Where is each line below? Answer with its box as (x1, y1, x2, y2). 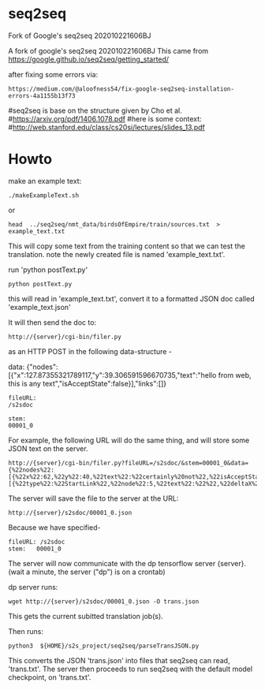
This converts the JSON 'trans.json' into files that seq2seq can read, (8, 655, 230, 665)
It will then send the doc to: (8, 317, 97, 327)
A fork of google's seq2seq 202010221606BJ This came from (8, 46, 209, 55)
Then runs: (8, 626, 43, 636)
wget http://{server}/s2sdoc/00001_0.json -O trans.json (8, 597, 200, 606)
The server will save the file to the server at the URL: (8, 494, 179, 503)
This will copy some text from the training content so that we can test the (8, 241, 246, 251)
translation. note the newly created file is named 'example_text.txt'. (8, 249, 226, 259)
